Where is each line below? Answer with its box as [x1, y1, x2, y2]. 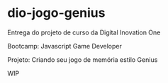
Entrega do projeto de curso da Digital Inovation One [7, 28, 161, 37]
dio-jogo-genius [7, 5, 106, 21]
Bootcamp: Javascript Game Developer [7, 41, 122, 50]
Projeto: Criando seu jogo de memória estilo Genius [7, 55, 158, 64]
